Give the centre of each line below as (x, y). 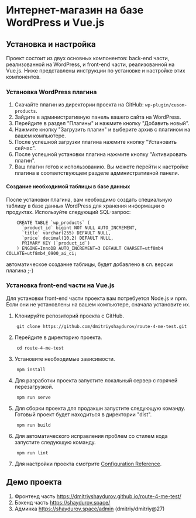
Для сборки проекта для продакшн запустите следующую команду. (100, 408)
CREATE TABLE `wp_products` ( (54, 223)
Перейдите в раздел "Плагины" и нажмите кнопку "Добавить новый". (102, 123)
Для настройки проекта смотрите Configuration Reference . (88, 464)
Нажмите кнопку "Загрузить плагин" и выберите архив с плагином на (102, 130)
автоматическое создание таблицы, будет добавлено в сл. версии (90, 264)
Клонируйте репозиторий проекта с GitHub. (69, 316)
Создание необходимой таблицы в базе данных (68, 186)
